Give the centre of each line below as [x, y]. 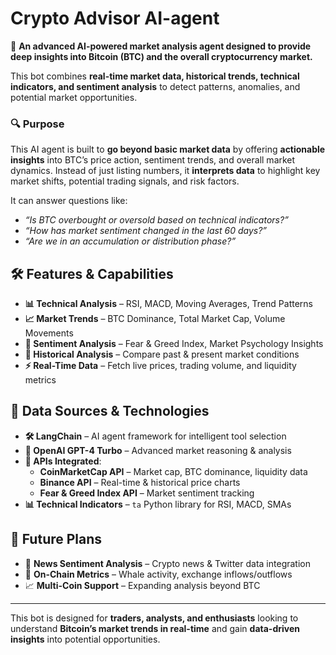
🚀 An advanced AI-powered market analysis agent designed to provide [161, 46]
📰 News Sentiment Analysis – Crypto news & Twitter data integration [167, 563]
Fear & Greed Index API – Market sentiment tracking [147, 493]
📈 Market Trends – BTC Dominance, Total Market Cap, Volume [155, 319]
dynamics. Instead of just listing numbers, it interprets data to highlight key [165, 171]
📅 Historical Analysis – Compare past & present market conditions [162, 354]
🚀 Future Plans [56, 539]
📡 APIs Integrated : [63, 461]
